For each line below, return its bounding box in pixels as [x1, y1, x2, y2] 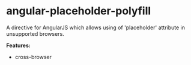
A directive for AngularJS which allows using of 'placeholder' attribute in [6, 24, 185, 31]
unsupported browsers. [6, 30, 64, 37]
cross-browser [14, 53, 52, 60]
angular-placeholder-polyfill [6, 4, 151, 18]
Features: [6, 42, 31, 49]
